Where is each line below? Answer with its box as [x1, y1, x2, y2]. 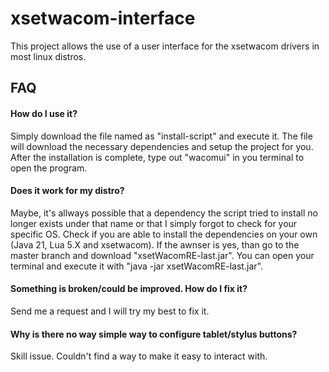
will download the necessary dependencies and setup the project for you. [10, 140, 314, 152]
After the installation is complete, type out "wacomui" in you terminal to [10, 151, 305, 163]
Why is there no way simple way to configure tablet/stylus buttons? [10, 328, 298, 340]
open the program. [10, 162, 88, 174]
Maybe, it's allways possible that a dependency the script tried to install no [10, 207, 318, 219]
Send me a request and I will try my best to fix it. [10, 305, 210, 317]
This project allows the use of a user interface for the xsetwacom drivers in [10, 40, 320, 52]
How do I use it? [10, 107, 78, 119]
